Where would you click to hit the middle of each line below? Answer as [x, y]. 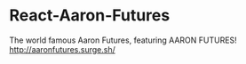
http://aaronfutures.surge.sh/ [62, 49]
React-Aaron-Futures [90, 16]
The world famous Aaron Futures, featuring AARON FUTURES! [123, 40]
